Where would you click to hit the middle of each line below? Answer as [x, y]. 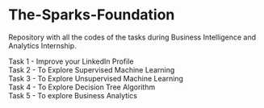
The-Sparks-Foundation [92, 15]
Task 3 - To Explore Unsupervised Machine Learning [96, 78]
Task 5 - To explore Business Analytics [73, 95]
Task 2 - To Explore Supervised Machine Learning [92, 69]
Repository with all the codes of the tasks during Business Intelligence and [132, 37]
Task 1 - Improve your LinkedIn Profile [71, 61]
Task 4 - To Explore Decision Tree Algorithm [82, 87]
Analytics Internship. [42, 45]
